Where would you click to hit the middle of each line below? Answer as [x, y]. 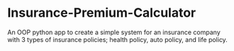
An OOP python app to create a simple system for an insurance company [114, 32]
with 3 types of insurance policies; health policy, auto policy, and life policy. [118, 39]
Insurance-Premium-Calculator [102, 13]
